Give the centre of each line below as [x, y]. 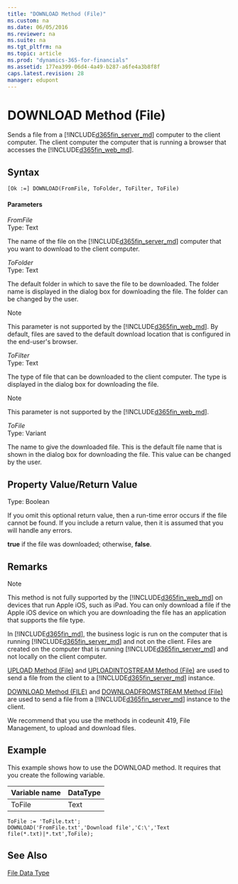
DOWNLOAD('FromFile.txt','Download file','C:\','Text [89, 828]
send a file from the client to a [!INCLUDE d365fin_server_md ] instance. [111, 678]
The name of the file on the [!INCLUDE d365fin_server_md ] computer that [114, 242]
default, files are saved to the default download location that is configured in [119, 334]
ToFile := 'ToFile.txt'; [44, 821]
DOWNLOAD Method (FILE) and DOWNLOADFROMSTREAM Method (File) [115, 691]
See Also [27, 856]
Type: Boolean [28, 502]
